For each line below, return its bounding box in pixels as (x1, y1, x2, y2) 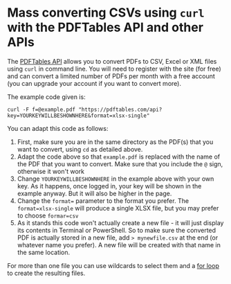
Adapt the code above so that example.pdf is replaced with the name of (17, 152, 220, 161)
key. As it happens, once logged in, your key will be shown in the (17, 181, 202, 190)
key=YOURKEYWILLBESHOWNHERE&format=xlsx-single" (7, 112, 150, 119)
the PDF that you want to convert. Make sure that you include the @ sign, (17, 159, 223, 168)
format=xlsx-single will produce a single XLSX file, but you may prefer (17, 204, 219, 212)
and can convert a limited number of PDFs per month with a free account (7, 71, 216, 80)
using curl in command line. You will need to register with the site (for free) (7, 64, 221, 73)
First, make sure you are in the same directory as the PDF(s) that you (17, 137, 214, 146)
